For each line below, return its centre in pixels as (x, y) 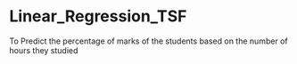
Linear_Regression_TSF (98, 16)
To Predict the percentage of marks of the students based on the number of (148, 41)
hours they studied (44, 50)
